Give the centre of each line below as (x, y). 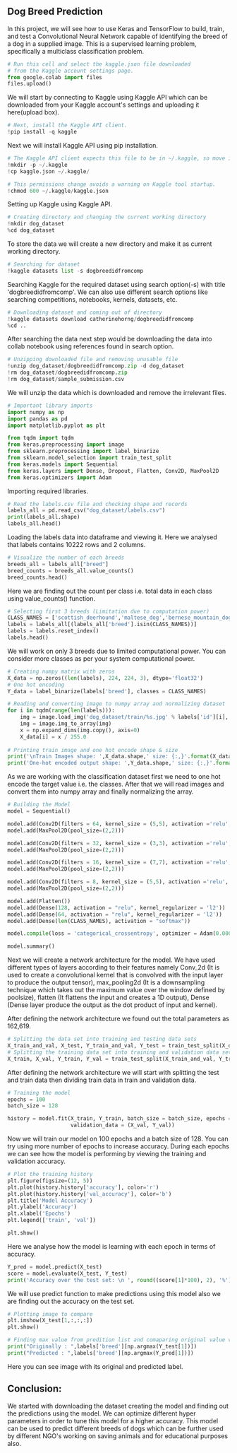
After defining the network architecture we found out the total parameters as (118, 1019)
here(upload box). (34, 112)
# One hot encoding (36, 685)
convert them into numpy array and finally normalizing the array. (101, 792)
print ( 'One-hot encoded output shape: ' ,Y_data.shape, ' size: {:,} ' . (112, 763)
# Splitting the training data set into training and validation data (113, 1052)
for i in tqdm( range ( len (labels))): (61, 711)
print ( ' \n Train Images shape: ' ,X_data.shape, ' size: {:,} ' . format (109, 757)
